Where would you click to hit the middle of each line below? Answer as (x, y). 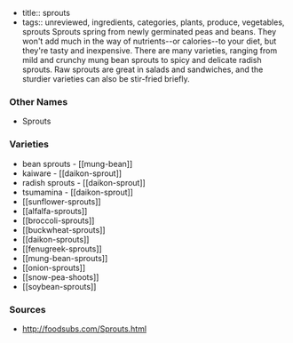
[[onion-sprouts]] (54, 267)
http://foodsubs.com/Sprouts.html (84, 329)
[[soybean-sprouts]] (59, 286)
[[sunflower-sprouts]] (61, 201)
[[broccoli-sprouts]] (58, 220)
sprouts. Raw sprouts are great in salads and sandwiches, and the (143, 69)
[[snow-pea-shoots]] (60, 277)
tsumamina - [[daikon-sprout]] (77, 192)
